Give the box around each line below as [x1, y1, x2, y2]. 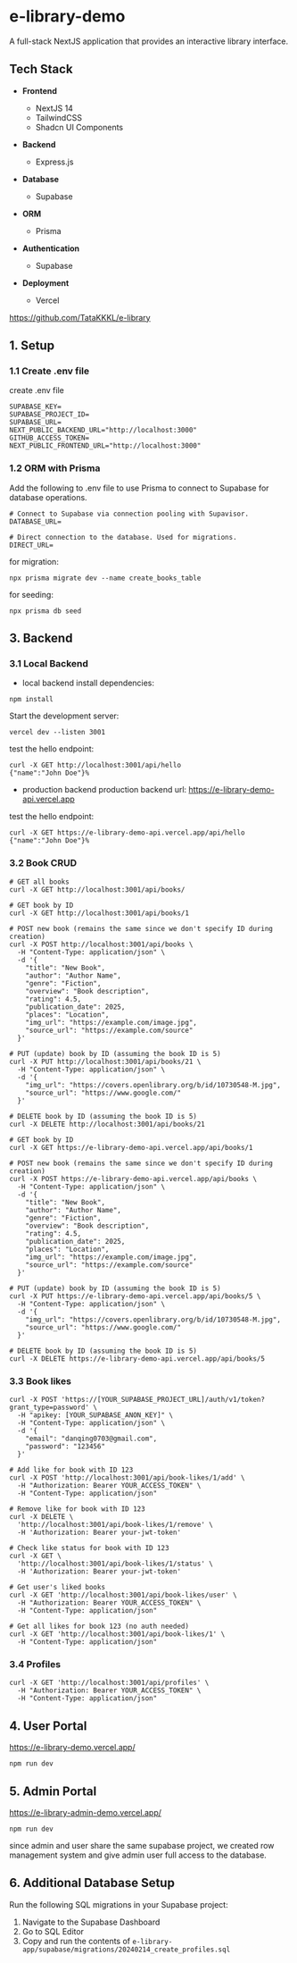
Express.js [35, 156, 74, 167]
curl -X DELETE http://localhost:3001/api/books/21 [9, 1120, 205, 1128]
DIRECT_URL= [9, 541, 54, 549]
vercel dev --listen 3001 [9, 728, 105, 737]
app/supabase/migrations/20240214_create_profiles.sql [21, 1945, 231, 1954]
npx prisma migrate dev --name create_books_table [9, 574, 202, 583]
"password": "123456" [25, 1442, 105, 1451]
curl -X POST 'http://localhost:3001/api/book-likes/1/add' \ [9, 1473, 245, 1482]
